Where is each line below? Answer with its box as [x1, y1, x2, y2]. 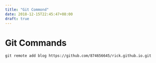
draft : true [5, 16, 29, 21]
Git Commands [5, 37, 67, 48]
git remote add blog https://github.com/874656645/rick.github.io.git [5, 53, 152, 59]
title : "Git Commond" [5, 7, 49, 12]
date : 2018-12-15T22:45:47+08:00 [5, 12, 73, 17]
